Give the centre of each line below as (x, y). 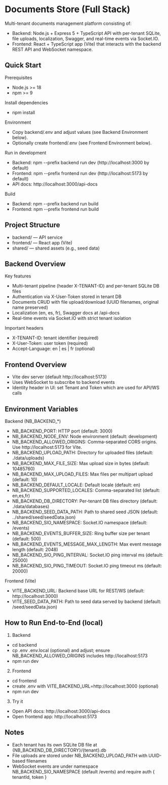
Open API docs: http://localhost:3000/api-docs (61, 711)
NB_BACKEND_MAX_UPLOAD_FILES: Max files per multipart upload (82, 474)
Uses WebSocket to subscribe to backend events (63, 382)
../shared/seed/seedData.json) (44, 517)
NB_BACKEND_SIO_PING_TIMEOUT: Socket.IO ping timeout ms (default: (87, 566)
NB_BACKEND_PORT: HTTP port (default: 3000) (62, 431)
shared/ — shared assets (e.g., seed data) (56, 248)
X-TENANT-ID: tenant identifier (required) (55, 338)
